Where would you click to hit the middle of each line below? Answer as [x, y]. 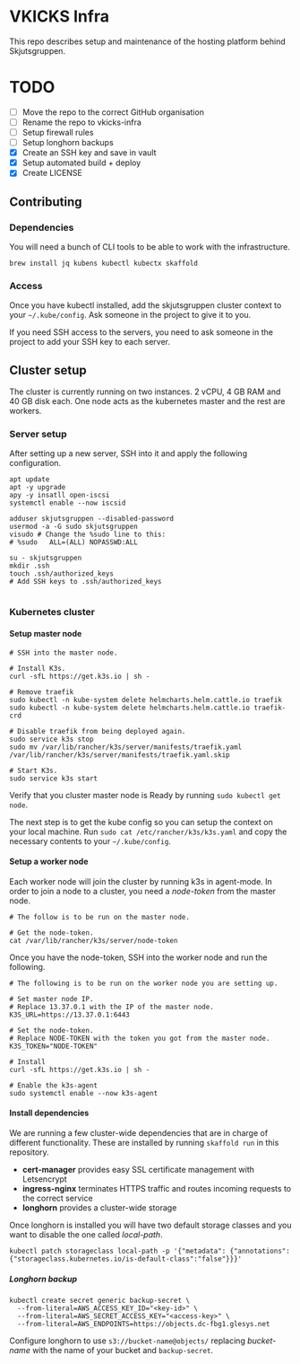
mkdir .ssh [30, 566]
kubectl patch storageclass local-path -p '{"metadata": [118, 1251]
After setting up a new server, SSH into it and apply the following [129, 453]
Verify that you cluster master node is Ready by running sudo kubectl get [145, 795]
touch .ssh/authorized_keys [62, 574]
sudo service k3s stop [51, 739]
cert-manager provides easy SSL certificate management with [138, 1169]
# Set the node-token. [51, 1030]
